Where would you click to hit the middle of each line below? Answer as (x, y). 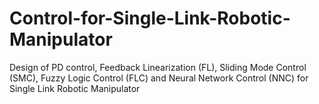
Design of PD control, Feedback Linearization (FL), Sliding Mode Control (158, 67)
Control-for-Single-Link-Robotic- (150, 18)
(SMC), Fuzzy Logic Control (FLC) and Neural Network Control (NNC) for (159, 78)
